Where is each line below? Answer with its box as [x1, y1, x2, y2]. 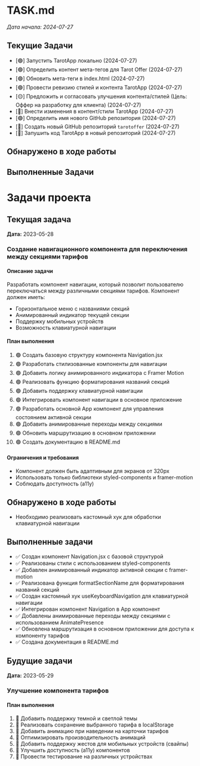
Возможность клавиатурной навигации [15, 324, 116, 331]
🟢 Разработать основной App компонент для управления [15, 405, 164, 412]
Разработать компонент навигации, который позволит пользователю [7, 281, 184, 288]
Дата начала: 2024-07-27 [7, 23, 73, 30]
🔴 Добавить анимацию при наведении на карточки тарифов [15, 727, 169, 734]
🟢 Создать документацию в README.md [15, 438, 121, 445]
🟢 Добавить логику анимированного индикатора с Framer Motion [15, 369, 184, 376]
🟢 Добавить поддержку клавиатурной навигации [15, 387, 143, 394]
